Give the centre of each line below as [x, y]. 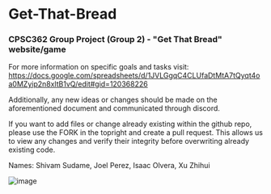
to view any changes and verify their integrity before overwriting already [129, 141]
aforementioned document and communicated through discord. [114, 108]
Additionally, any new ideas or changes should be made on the [113, 100]
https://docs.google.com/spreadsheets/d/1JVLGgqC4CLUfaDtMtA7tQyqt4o [134, 76]
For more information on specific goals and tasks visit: [99, 67]
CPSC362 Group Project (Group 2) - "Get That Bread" [115, 40]
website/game [37, 49]
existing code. [32, 150]
